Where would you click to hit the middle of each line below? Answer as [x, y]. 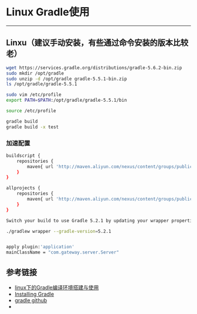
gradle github [31, 300]
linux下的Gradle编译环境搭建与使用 [57, 287]
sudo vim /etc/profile [34, 95]
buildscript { [23, 156]
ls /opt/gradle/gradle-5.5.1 [42, 84]
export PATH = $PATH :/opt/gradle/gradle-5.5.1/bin [67, 101]
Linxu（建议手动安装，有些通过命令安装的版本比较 [97, 43]
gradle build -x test [33, 127]
